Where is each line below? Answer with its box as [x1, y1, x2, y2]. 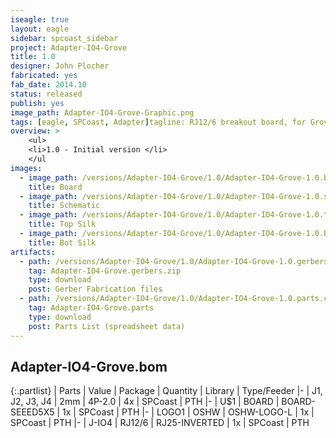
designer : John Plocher [10, 61, 110, 71]
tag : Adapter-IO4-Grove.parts [28, 303, 155, 313]
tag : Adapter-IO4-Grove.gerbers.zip [28, 266, 182, 276]
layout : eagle [10, 24, 70, 34]
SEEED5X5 [10, 406, 55, 418]
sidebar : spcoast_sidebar [10, 33, 118, 43]
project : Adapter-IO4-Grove [10, 42, 128, 53]
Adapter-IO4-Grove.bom [10, 358, 168, 375]
